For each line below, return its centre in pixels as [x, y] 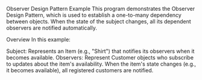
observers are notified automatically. [52, 28]
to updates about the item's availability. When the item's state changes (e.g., [101, 64]
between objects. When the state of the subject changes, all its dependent [99, 21]
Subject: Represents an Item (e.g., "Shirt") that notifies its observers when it [100, 51]
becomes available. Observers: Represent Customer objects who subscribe [100, 57]
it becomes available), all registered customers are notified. [80, 70]
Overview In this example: [38, 39]
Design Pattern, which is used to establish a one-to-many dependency [94, 15]
